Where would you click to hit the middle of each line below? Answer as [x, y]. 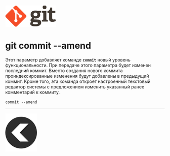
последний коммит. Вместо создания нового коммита [64, 70]
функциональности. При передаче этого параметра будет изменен [78, 65]
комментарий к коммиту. [33, 92]
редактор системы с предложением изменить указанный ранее [75, 86]
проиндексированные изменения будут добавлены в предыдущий [77, 76]
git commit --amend [48, 46]
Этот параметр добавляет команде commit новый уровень [68, 59]
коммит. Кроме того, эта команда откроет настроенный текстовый [78, 81]
